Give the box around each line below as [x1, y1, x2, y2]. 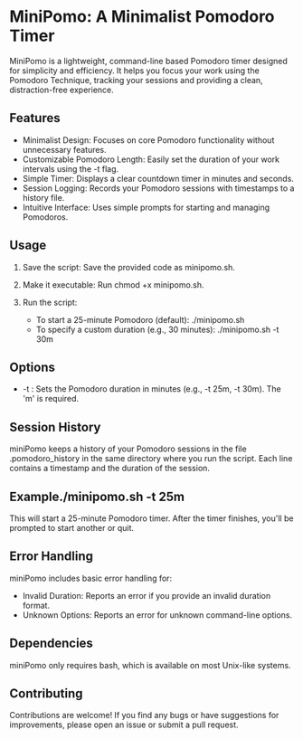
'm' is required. [22, 393, 80, 404]
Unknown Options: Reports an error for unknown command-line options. [22, 609, 293, 621]
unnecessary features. [22, 144, 107, 155]
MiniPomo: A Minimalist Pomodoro [9, 6, 275, 27]
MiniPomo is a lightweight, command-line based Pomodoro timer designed [9, 55, 288, 66]
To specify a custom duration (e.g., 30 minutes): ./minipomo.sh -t [35, 324, 279, 335]
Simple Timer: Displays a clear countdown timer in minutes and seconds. [22, 173, 294, 184]
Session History [9, 419, 101, 435]
